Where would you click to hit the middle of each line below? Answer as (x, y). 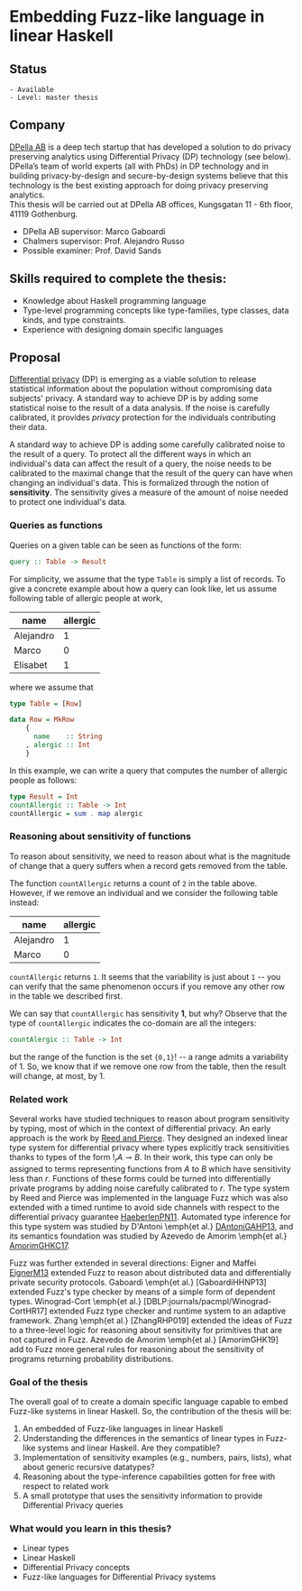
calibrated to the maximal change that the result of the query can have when (151, 473)
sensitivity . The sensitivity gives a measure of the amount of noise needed (149, 492)
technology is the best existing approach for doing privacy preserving (139, 185)
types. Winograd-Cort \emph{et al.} (76, 1301)
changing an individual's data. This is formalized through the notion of (139, 483)
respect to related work (66, 1486)
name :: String (68, 736)
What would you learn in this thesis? (91, 1528)
